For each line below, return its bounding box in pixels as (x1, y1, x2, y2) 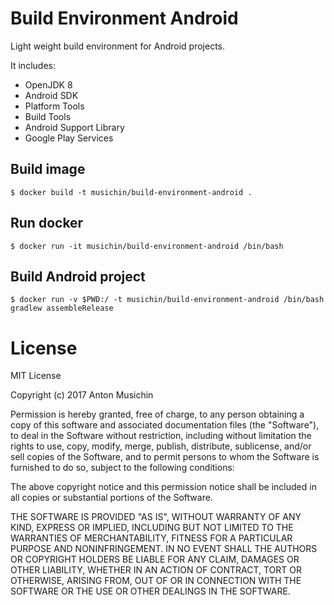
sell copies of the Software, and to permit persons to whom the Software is (10, 451, 320, 463)
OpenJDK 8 (24, 78, 73, 91)
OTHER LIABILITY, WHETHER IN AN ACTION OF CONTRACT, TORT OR (10, 564, 302, 576)
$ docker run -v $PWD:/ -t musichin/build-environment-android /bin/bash (10, 295, 325, 305)
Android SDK (24, 89, 79, 101)
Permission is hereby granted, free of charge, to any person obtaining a (10, 408, 305, 421)
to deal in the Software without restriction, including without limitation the (10, 430, 312, 442)
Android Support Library (24, 121, 125, 133)
